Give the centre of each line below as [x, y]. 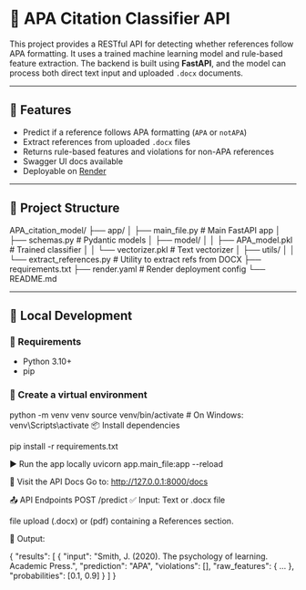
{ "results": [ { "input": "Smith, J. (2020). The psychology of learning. [139, 556]
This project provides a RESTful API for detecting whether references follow [152, 44]
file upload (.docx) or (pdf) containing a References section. [122, 521]
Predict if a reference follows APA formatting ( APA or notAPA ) [135, 132]
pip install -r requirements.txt [64, 446]
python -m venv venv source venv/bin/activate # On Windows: [127, 415]
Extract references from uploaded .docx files [107, 141]
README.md [33, 278]
